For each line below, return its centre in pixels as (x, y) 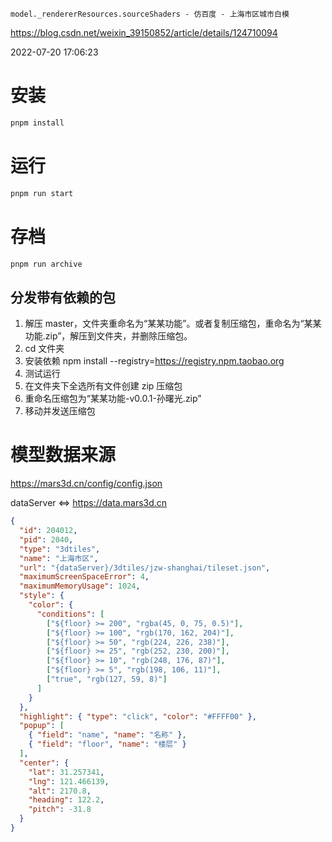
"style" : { (42, 596)
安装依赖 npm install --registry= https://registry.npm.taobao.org (154, 361)
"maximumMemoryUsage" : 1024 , (80, 586)
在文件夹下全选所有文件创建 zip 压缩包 (103, 386)
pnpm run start (42, 193)
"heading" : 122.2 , (66, 800)
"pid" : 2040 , (46, 539)
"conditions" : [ (70, 614)
